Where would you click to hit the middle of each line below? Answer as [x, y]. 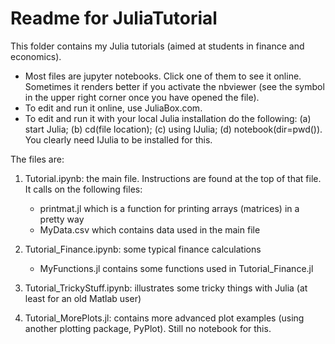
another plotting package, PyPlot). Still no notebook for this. [148, 328]
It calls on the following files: [83, 189]
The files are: [37, 159]
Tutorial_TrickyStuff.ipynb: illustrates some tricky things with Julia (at [166, 288]
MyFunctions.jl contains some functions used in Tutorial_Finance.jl [176, 268]
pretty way [62, 219]
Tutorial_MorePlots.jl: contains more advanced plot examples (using [164, 318]
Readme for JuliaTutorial [114, 18]
